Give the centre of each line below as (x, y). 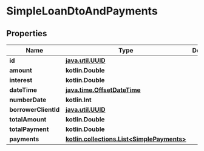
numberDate (28, 100)
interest (21, 80)
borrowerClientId (35, 110)
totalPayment (29, 129)
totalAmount (28, 119)
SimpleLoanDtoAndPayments (82, 11)
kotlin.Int (79, 100)
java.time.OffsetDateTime (103, 90)
